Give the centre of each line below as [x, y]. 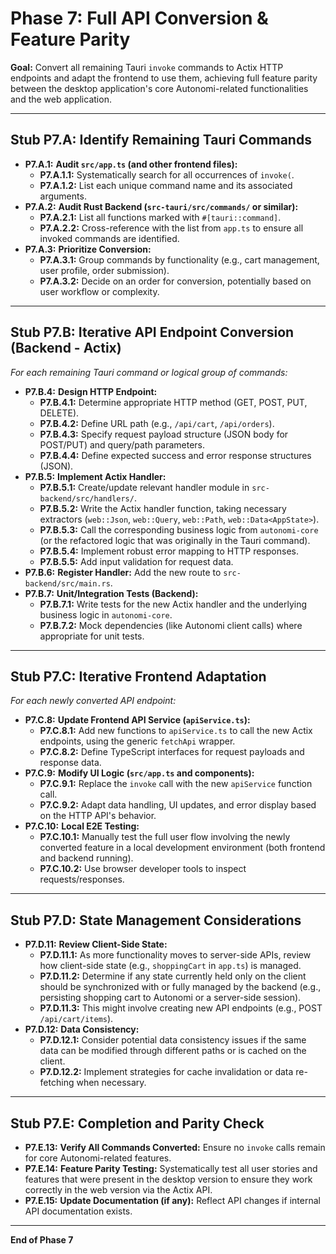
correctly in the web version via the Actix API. [118, 1190]
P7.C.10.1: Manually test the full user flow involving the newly [165, 837]
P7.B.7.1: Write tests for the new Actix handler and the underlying [173, 604]
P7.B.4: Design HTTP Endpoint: [91, 391]
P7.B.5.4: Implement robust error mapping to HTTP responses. [169, 551]
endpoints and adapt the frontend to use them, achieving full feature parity [164, 78]
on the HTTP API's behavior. [98, 816]
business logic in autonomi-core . [106, 614]
